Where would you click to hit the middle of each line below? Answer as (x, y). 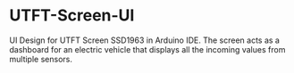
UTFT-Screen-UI (72, 16)
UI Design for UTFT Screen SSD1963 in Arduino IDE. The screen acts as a (144, 40)
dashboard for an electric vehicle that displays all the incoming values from (147, 49)
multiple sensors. (41, 59)
